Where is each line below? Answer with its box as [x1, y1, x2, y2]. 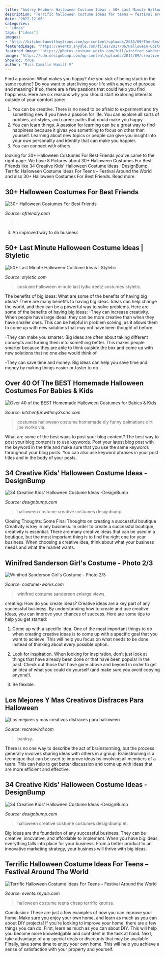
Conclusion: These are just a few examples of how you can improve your [5, 909, 152, 915]
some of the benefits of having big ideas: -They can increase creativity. [5, 309, 150, 315]
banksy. [17, 736, 33, 742]
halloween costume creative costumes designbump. [17, 509, 123, 515]
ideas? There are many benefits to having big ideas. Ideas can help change [5, 298, 157, 304]
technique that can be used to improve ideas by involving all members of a [5, 756, 156, 762]
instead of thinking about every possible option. [12, 641, 109, 647]
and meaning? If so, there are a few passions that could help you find [5, 86, 145, 92]
